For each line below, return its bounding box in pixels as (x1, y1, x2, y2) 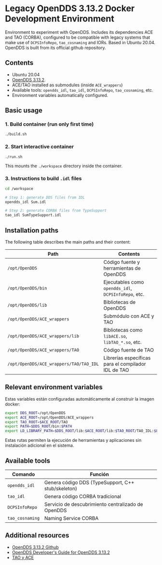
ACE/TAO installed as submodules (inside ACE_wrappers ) (12, 82, 123, 88)
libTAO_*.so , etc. (103, 339, 142, 345)
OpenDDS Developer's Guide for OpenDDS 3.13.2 (12, 549, 110, 555)
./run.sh (5, 154, 23, 159)
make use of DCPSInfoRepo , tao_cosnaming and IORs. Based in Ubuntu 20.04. (5, 39, 156, 45)
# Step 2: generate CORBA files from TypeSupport (5, 208, 107, 213)
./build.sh (5, 132, 27, 137)
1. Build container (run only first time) (5, 121, 94, 128)
